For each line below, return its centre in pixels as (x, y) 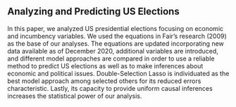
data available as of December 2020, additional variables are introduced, (113, 51)
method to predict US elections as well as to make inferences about (105, 65)
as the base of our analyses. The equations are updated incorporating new (116, 43)
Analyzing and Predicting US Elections (93, 12)
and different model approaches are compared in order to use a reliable (111, 58)
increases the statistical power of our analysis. (75, 96)
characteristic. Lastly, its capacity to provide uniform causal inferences (110, 88)
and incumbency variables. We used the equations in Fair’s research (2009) (117, 36)
